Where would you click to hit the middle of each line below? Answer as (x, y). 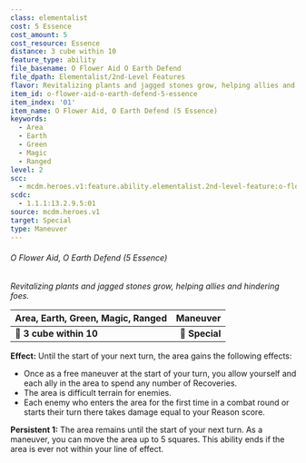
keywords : (29, 119)
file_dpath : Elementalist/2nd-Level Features (98, 77)
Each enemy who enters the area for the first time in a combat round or (156, 402)
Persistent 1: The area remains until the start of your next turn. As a (137, 429)
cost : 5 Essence (41, 26)
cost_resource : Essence (55, 43)
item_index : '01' (43, 102)
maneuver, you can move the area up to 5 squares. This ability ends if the (148, 439)
